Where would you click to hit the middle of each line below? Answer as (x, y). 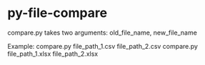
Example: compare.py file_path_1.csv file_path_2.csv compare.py (103, 46)
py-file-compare (57, 13)
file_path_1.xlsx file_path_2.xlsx (53, 54)
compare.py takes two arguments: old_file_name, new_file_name (102, 32)
